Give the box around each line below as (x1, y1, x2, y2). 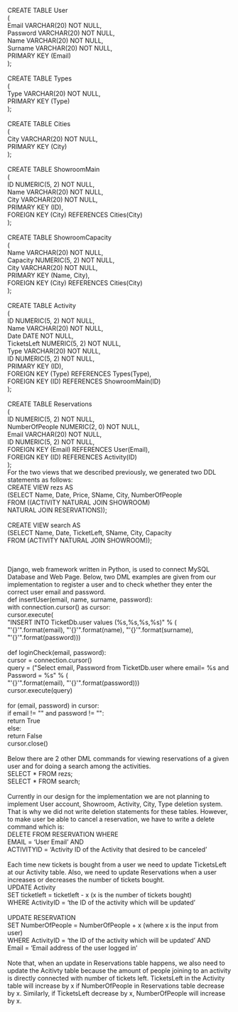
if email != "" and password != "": (7, 709, 104, 717)
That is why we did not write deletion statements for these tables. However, (7, 807, 229, 815)
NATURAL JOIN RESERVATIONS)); (7, 506, 108, 514)
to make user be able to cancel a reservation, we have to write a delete (7, 815, 215, 823)
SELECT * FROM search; (7, 777, 80, 785)
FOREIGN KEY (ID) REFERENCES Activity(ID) (7, 453, 137, 461)
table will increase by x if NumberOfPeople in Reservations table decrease (7, 981, 225, 990)
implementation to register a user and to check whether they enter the (7, 580, 212, 589)
